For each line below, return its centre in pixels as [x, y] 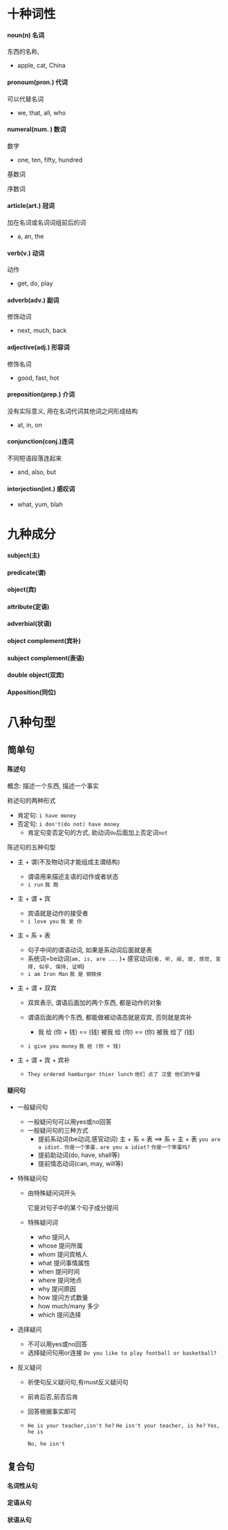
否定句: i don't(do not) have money [68, 823]
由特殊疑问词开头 [52, 1193]
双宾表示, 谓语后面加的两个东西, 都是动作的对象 [95, 1002]
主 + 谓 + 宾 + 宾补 [44, 1060]
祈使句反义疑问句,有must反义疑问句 [78, 1381]
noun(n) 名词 [26, 35]
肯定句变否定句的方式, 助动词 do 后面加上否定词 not [97, 832]
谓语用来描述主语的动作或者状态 [73, 876]
